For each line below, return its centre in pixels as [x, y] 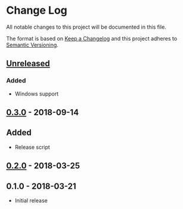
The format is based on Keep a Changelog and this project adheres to [92, 38]
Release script [32, 147]
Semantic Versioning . [32, 45]
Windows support [37, 94]
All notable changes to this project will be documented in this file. [86, 27]
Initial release [31, 201]
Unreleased [28, 64]
